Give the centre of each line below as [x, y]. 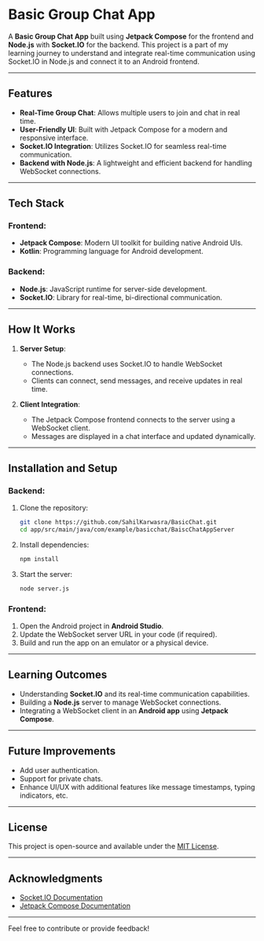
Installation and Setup [63, 468]
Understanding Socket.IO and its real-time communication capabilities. [134, 694]
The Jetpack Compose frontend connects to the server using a [133, 419]
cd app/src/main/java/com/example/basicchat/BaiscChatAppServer [127, 530]
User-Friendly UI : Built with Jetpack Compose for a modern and [123, 129]
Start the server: [46, 574]
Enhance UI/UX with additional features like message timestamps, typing [137, 787]
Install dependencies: [54, 545]
